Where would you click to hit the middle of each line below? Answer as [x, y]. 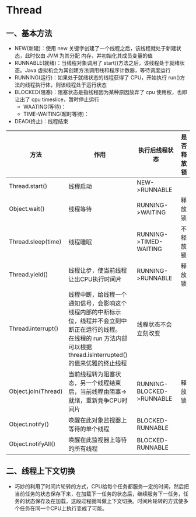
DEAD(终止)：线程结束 [41, 121]
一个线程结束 [104, 383]
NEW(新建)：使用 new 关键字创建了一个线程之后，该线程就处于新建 [95, 48]
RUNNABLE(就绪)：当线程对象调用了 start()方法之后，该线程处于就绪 [97, 63]
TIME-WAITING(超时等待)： [56, 114]
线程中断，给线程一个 [98, 294]
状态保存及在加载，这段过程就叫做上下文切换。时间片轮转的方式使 [104, 501]
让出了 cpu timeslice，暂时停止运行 [57, 99]
